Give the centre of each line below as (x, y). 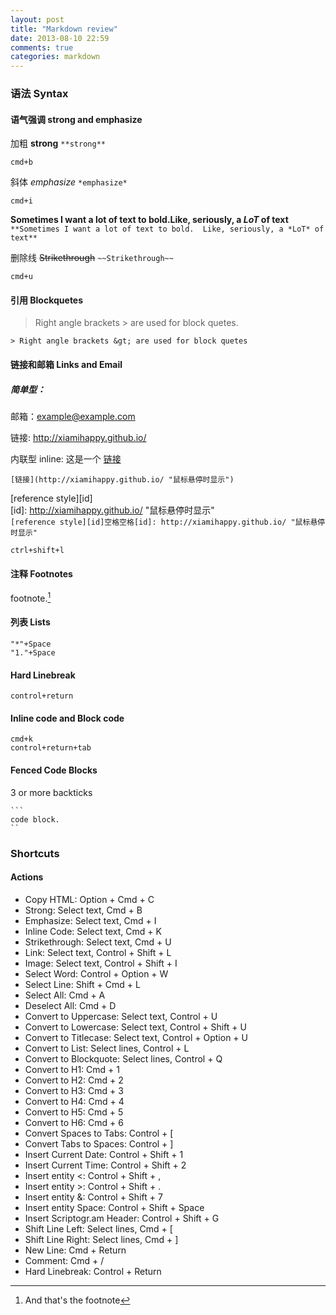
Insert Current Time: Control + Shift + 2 (105, 1165)
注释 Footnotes (41, 573)
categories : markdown (55, 57)
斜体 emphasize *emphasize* (69, 182)
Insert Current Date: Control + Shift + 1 (104, 1154)
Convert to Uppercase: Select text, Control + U (121, 1016)
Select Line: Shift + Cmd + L (82, 984)
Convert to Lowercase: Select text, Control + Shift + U (135, 1027)
